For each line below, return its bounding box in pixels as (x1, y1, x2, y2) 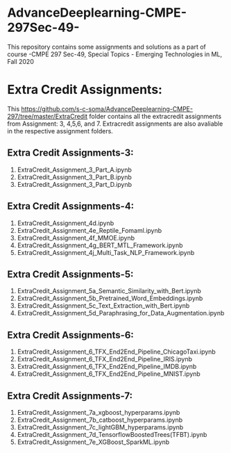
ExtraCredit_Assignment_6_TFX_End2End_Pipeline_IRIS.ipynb (17, 355, 193, 363)
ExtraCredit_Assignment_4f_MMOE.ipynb (17, 233, 135, 242)
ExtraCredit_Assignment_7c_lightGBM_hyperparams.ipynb (17, 422, 184, 431)
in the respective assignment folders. (7, 126, 113, 135)
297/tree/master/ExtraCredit (7, 112, 88, 120)
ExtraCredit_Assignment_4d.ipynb (17, 219, 114, 227)
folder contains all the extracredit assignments (89, 112, 222, 120)
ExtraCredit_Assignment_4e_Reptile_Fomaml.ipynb (17, 226, 162, 234)
